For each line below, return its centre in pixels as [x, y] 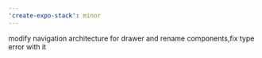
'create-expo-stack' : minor [55, 15]
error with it [27, 46]
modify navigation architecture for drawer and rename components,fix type [131, 38]
